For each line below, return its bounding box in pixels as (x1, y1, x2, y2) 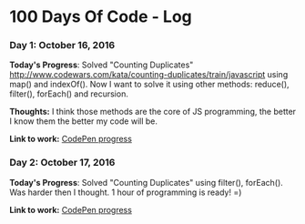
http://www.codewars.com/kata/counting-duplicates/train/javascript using (9, 69, 289, 80)
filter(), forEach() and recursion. (9, 88, 129, 99)
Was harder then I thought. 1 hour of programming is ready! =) (9, 187, 242, 198)
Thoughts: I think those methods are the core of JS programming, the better (9, 107, 297, 117)
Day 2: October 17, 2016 (9, 157, 116, 169)
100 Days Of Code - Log (9, 6, 193, 27)
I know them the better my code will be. (9, 116, 158, 127)
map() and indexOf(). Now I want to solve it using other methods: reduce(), (9, 79, 290, 90)
